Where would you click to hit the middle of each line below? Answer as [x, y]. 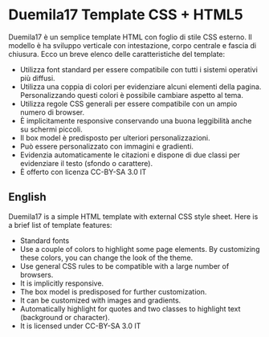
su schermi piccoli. [51, 129]
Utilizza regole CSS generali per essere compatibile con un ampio [128, 104]
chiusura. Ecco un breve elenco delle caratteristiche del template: [117, 54]
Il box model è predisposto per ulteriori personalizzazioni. [115, 137]
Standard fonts [45, 240]
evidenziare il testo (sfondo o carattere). [86, 163]
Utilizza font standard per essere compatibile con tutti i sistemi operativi [139, 69]
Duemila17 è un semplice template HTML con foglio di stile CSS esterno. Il [130, 37]
